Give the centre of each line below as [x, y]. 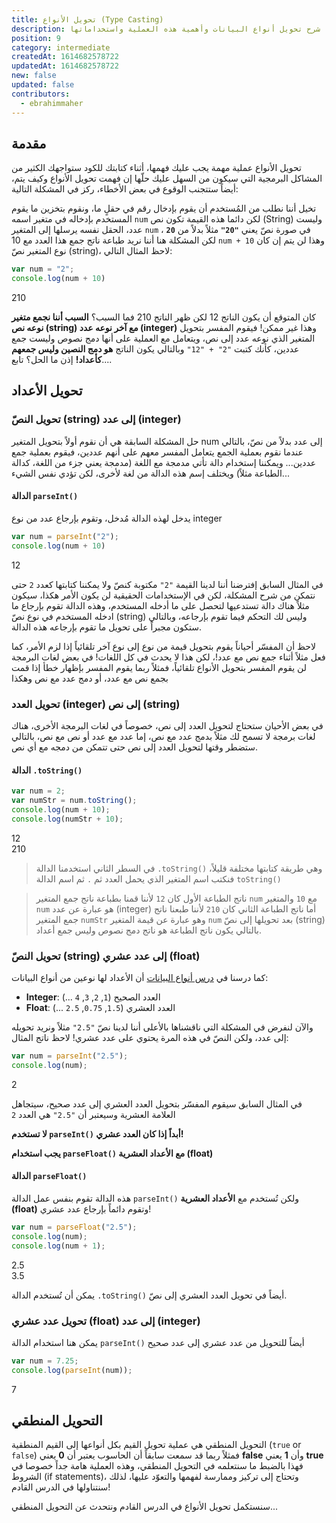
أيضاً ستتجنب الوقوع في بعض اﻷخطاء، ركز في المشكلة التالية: [125, 189]
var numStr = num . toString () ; [74, 801]
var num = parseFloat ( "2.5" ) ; [74, 1227]
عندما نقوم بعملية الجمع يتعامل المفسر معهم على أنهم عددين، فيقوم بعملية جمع [157, 452]
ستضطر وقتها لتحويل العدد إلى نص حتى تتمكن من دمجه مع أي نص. [135, 747]
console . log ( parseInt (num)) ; [72, 1370]
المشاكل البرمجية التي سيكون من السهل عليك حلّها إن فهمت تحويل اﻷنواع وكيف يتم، [167, 178]
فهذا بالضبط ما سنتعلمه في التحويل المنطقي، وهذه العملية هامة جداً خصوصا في [157, 1466]
